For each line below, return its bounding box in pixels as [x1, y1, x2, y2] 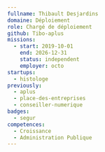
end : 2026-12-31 [20, 50, 68, 57]
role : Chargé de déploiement [7, 23, 92, 30]
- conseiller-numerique [13, 102, 83, 109]
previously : [7, 82, 42, 89]
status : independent [20, 56, 80, 63]
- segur [13, 114, 36, 121]
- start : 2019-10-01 [13, 43, 73, 50]
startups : [7, 69, 36, 76]
